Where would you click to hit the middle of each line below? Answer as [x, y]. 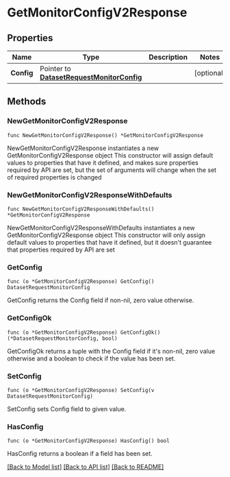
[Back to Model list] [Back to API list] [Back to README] [86, 467]
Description [168, 57]
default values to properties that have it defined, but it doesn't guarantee [110, 242]
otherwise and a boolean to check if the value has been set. [91, 358]
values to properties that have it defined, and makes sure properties [103, 162]
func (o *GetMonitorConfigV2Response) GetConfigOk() [84, 332]
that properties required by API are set [61, 249]
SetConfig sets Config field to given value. [67, 408]
